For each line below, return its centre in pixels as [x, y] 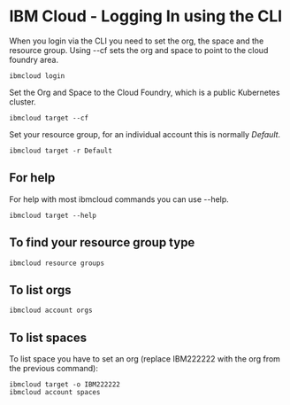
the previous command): [54, 369]
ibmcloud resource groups [57, 263]
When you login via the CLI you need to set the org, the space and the [137, 41]
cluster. [23, 101]
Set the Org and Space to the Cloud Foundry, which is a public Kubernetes [145, 92]
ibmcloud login [37, 76]
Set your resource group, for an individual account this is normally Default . [145, 134]
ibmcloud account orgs [51, 311]
